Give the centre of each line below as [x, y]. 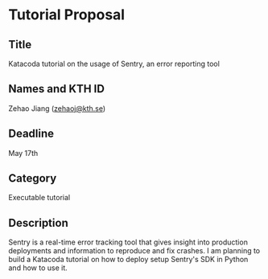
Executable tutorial [39, 198]
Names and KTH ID [56, 89]
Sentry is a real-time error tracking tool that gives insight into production [128, 242]
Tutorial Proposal [67, 15]
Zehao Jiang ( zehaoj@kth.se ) [57, 108]
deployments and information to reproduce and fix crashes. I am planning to [134, 251]
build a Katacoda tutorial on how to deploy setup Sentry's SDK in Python [128, 260]
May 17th [23, 153]
